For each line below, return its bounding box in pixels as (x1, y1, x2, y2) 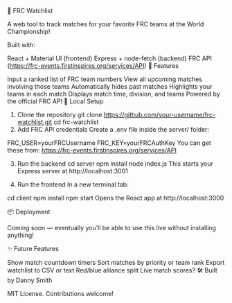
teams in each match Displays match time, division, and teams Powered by (7, 90, 220, 98)
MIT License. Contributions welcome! (7, 290, 114, 297)
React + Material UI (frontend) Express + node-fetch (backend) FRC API (7, 54, 213, 62)
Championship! (7, 28, 51, 35)
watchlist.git (17, 118, 53, 126)
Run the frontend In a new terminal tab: (17, 180, 130, 189)
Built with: (7, 41, 36, 49)
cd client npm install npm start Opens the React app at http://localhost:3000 (7, 194, 224, 202)
